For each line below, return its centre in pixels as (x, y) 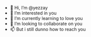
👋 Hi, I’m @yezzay (29, 8)
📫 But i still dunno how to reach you (48, 29)
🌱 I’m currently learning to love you (47, 18)
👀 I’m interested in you (33, 13)
